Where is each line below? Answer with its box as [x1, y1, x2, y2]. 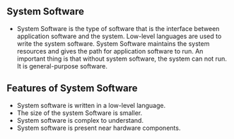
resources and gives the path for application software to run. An [16, 47, 204, 55]
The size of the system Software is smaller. [16, 109, 143, 117]
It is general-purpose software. [16, 61, 107, 70]
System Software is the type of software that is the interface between [16, 24, 220, 32]
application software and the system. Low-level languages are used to [16, 32, 222, 40]
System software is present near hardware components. [16, 123, 181, 132]
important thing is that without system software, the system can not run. [16, 54, 227, 63]
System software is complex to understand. [16, 116, 144, 124]
